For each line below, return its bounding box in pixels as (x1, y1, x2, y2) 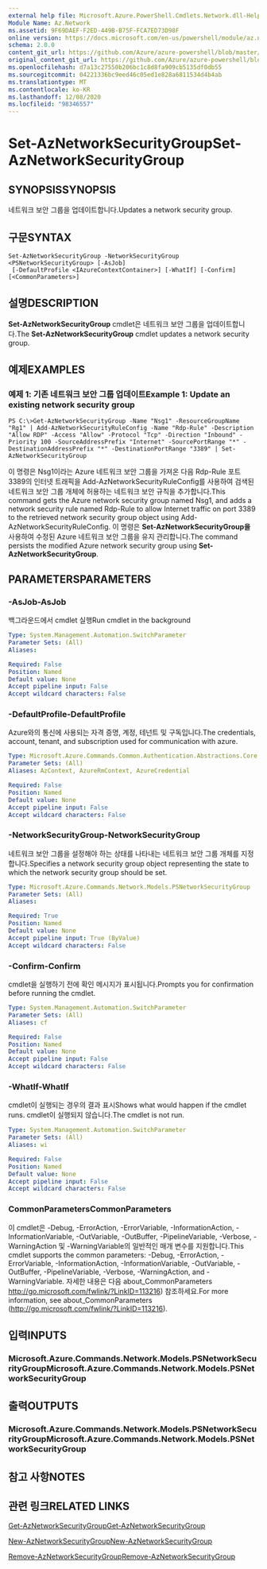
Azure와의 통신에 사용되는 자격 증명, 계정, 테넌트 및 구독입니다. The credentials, (8, 728, 256, 738)
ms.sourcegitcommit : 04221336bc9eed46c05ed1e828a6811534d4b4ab (8, 71, 222, 79)
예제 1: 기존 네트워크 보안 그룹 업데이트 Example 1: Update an (8, 389, 230, 400)
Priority (8, 438, 37, 446)
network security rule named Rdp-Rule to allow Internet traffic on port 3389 (8, 504, 256, 513)
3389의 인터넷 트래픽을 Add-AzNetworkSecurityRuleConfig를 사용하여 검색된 (8, 477, 254, 486)
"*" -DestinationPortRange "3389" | (96, 445, 219, 453)
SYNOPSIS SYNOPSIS (8, 183, 117, 196)
